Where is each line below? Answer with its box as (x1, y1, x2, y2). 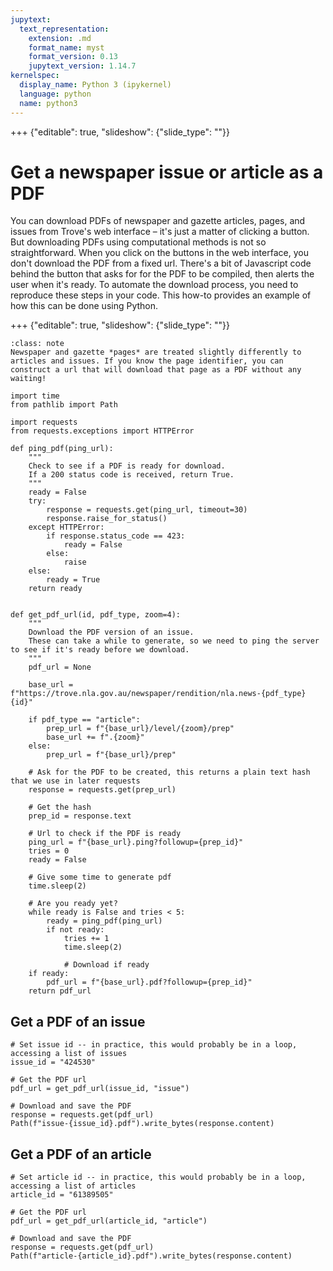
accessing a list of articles (10, 1181, 137, 1191)
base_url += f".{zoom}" (46, 732, 145, 743)
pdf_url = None (28, 662, 92, 673)
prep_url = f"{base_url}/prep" (46, 750, 177, 760)
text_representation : (19, 24, 110, 34)
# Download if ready (63, 960, 150, 970)
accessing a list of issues (10, 1049, 128, 1059)
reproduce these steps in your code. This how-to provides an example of (10, 289, 312, 301)
